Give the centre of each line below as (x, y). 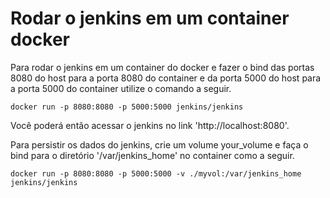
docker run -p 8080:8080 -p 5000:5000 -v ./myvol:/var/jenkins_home (156, 173)
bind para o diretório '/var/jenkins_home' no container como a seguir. (152, 155)
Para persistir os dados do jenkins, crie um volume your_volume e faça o (159, 144)
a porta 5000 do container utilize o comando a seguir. (121, 88)
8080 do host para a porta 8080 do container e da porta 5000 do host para (166, 78)
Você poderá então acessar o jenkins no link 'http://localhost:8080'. (150, 125)
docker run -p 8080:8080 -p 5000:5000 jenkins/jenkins (127, 107)
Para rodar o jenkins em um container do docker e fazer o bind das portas (162, 67)
